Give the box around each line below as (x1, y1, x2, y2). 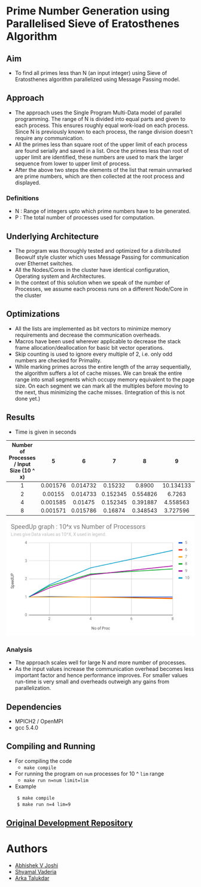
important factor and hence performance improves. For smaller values (14, 672, 188, 679)
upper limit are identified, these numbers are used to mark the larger (14, 153, 184, 161)
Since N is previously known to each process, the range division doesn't (14, 128, 193, 135)
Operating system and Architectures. (14, 273, 106, 280)
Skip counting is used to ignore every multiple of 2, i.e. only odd (14, 350, 172, 358)
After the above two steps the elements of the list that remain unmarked (14, 166, 193, 173)
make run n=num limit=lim (23, 777, 89, 783)
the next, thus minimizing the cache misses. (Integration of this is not (14, 388, 185, 396)
